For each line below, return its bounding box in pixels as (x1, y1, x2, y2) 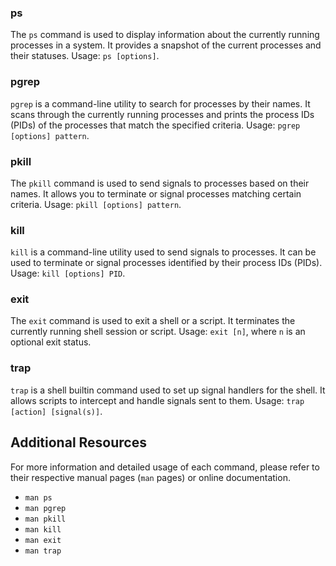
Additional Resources (10, 434, 147, 451)
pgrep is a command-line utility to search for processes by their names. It (10, 97, 311, 110)
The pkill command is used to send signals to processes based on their (10, 177, 310, 189)
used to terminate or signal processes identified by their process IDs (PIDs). (10, 257, 323, 269)
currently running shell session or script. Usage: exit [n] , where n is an (10, 326, 306, 338)
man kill (24, 524, 62, 535)
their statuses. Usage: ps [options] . (10, 50, 160, 62)
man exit (24, 535, 62, 545)
